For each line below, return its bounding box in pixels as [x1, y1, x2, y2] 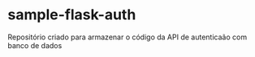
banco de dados [7, 40, 63, 50]
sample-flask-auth [7, 6, 136, 24]
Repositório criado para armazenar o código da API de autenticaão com [7, 32, 248, 42]
